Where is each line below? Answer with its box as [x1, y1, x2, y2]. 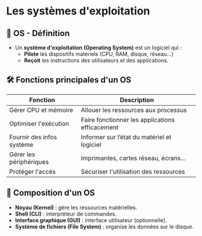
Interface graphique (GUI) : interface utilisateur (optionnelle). [14, 216, 167, 223]
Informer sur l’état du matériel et [81, 133, 172, 141]
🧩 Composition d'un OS [6, 188, 95, 198]
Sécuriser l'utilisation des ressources [81, 167, 185, 175]
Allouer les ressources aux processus [81, 106, 188, 114]
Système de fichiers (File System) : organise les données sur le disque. [14, 223, 194, 230]
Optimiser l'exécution [9, 119, 69, 127]
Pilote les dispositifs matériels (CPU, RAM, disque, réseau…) [23, 50, 174, 58]
